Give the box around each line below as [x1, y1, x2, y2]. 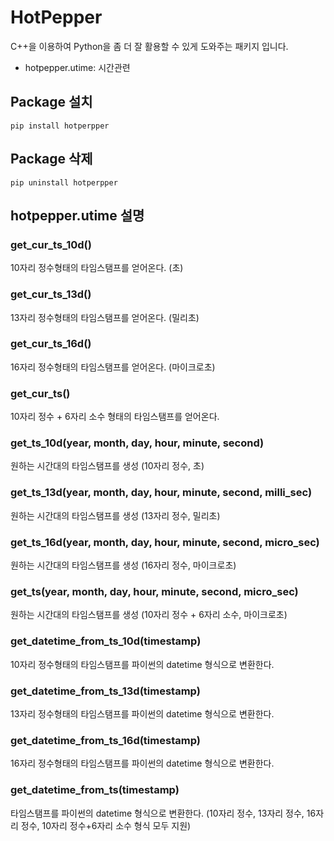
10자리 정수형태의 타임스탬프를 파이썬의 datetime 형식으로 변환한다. [10, 658, 275, 670]
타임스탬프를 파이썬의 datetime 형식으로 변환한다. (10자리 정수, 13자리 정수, [10, 807, 305, 819]
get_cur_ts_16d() [10, 337, 92, 351]
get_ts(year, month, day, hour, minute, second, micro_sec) [10, 584, 299, 598]
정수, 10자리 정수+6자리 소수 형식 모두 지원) [20, 819, 192, 831]
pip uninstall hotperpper [10, 177, 118, 188]
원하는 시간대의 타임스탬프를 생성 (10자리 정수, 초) [10, 460, 205, 472]
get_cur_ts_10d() [10, 237, 92, 251]
